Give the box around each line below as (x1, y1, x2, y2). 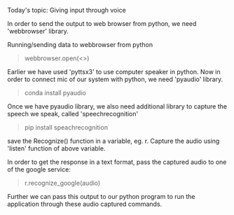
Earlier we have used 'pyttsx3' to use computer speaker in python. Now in (7, 68, 221, 76)
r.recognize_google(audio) (24, 179, 101, 187)
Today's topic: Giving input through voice (7, 6, 126, 14)
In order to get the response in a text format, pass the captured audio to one (7, 158, 227, 166)
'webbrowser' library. (7, 27, 69, 35)
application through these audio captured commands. (7, 200, 163, 208)
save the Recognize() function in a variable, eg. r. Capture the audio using (7, 137, 220, 145)
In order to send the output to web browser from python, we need (7, 20, 197, 27)
